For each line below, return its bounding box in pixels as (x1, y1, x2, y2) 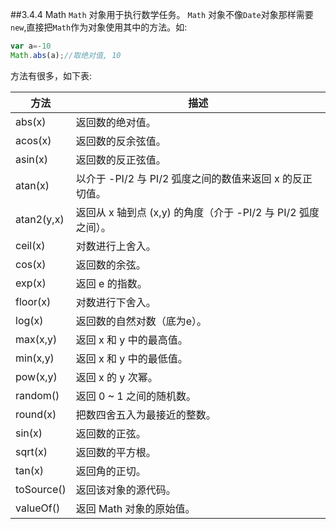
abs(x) (15, 114, 47, 128)
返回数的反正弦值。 (75, 153, 167, 167)
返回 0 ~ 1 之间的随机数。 (75, 389, 197, 403)
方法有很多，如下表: (10, 69, 93, 82)
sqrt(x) (15, 444, 48, 458)
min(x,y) (15, 351, 55, 365)
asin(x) (15, 152, 48, 166)
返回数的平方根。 (75, 445, 157, 459)
